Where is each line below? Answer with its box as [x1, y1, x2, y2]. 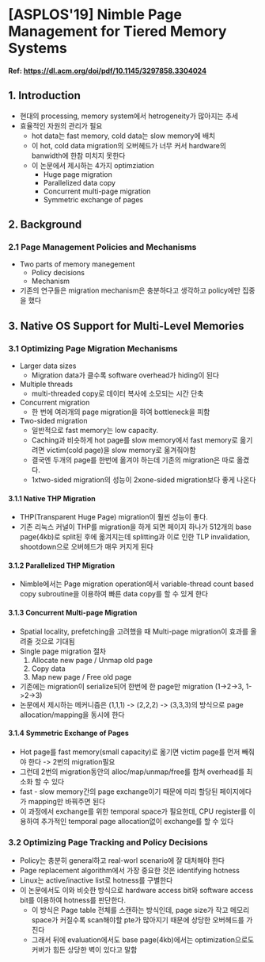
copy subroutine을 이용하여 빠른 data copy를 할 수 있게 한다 [19, 589, 208, 599]
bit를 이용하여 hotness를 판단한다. [19, 895, 127, 905]
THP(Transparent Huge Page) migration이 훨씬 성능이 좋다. [19, 512, 208, 522]
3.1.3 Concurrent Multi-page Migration [8, 607, 138, 617]
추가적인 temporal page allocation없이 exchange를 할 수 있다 [40, 816, 234, 826]
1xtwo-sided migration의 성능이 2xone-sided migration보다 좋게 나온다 [31, 474, 256, 485]
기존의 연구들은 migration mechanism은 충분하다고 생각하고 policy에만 [19, 286, 241, 295]
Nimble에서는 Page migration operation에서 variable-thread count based [19, 579, 255, 588]
